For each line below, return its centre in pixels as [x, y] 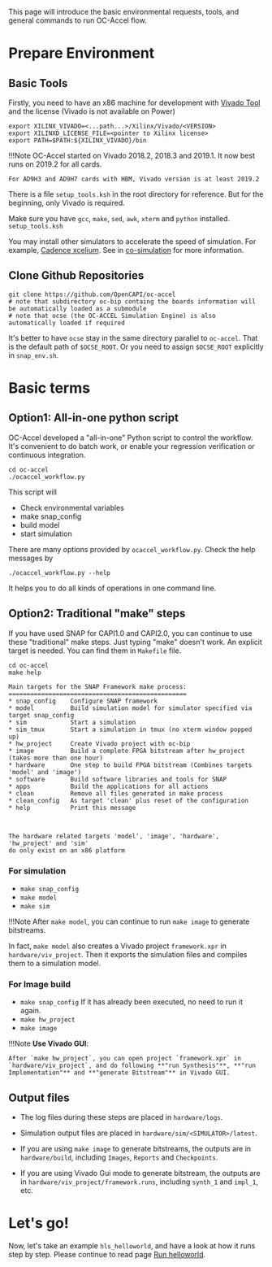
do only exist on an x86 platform [67, 850]
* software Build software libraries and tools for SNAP [118, 779]
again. [30, 1011]
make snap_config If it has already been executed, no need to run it [132, 1002]
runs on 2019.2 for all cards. [55, 164]
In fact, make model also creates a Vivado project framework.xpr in [118, 946]
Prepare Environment [82, 53]
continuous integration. [47, 455]
